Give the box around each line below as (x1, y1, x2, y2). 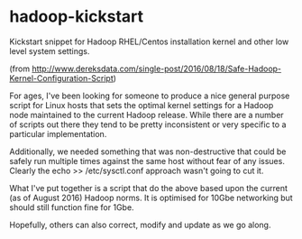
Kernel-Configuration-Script (9, 72, 114, 83)
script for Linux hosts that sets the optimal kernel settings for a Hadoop (9, 99, 274, 110)
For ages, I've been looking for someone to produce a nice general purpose (9, 90, 290, 101)
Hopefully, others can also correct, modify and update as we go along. (9, 219, 271, 230)
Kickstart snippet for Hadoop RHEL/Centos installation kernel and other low (9, 36, 289, 47)
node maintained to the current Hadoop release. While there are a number (9, 109, 284, 120)
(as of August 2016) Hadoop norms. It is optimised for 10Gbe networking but (9, 192, 293, 203)
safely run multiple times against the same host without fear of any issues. (9, 155, 286, 166)
